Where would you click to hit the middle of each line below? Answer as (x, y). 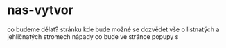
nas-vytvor (41, 10)
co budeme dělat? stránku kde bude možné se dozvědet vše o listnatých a (113, 29)
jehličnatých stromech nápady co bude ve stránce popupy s (93, 36)
